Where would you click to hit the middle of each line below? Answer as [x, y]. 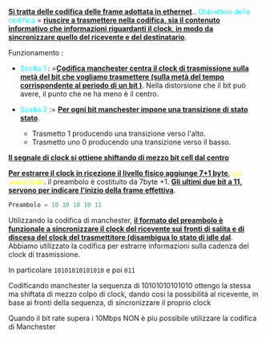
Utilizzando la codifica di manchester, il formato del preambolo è [116, 220]
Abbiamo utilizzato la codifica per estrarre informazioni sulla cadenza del [129, 246]
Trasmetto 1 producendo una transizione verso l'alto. [119, 133]
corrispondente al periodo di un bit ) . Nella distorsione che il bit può [133, 85]
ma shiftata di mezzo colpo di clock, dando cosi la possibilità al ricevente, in [133, 294]
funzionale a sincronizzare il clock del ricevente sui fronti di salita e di [127, 229]
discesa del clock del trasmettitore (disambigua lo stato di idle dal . [121, 237]
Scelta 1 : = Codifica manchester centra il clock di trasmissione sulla [135, 68]
